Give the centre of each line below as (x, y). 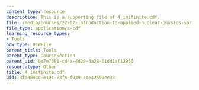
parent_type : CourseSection (41, 56)
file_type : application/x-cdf (44, 28)
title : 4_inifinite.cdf (36, 72)
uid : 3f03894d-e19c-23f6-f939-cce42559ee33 (61, 78)
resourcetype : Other (32, 67)
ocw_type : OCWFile (29, 45)
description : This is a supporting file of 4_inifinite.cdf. (83, 17)
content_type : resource (36, 12)
